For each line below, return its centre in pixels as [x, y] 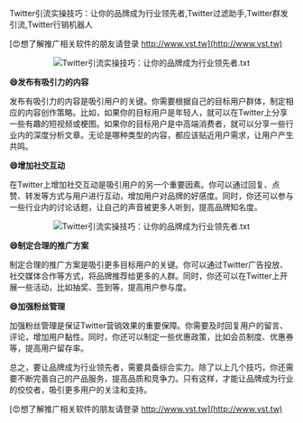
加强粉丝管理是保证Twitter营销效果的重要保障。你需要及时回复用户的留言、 [149, 326]
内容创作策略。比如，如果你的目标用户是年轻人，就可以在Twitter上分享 [156, 112]
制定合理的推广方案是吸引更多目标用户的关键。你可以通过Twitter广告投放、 [149, 265]
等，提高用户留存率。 [49, 348]
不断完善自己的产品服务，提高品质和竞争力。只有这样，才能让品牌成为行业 [155, 378]
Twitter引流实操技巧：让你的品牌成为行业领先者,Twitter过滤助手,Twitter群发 [149, 13]
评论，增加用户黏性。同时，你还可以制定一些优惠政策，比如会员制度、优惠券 [151, 337]
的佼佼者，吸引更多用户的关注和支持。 [80, 390]
